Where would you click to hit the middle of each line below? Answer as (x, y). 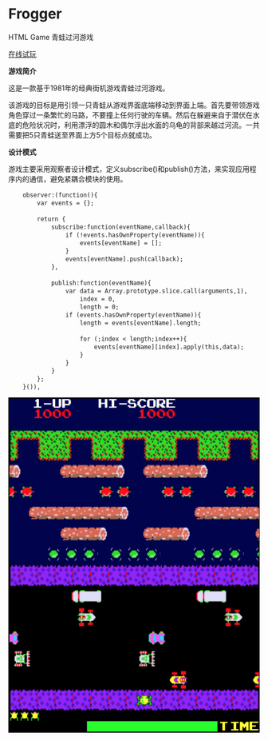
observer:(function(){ (60, 195)
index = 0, (97, 299)
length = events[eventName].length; (140, 323)
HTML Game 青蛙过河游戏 (51, 37)
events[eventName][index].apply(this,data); (169, 347)
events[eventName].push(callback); (124, 259)
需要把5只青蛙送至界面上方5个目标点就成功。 (83, 135)
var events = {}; (65, 203)
